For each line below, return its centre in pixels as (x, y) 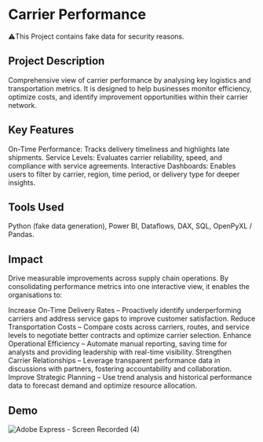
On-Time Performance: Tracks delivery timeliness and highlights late (119, 149)
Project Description (57, 61)
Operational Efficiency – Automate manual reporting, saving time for (118, 344)
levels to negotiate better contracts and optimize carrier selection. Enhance (130, 336)
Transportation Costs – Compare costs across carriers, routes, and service (129, 327)
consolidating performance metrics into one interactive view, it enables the (129, 287)
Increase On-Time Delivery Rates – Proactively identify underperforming (125, 310)
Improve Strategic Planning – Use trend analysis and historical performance (130, 377)
